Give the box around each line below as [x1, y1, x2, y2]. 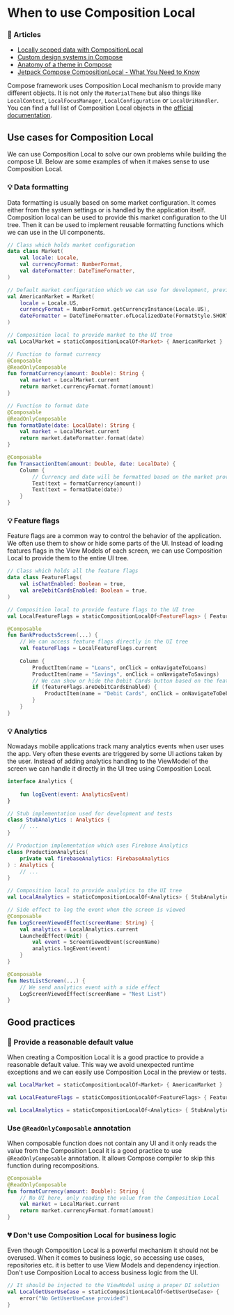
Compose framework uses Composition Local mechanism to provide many [7, 82, 221, 90]
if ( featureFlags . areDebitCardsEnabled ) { [32, 683, 157, 691]
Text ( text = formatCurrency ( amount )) [32, 480, 141, 487]
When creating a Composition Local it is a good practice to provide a [7, 1053, 204, 1061]
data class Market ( [7, 248, 64, 255]
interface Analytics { [7, 778, 73, 785]
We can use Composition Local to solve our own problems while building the [7, 150, 227, 159]
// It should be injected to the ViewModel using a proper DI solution [7, 1282, 219, 1289]
